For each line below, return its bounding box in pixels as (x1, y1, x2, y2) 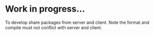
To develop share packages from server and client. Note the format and (5, 19, 150, 25)
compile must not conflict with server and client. (5, 24, 103, 30)
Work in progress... (5, 3, 86, 15)
